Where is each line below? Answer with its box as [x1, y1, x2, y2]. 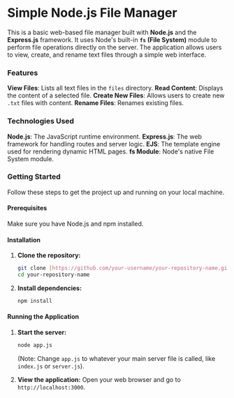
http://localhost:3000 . [17, 383, 86, 391]
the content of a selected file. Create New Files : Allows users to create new [7, 91, 225, 99]
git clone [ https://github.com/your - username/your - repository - [17, 265, 206, 272]
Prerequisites [7, 204, 47, 212]
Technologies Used [7, 116, 75, 126]
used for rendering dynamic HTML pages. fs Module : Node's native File [7, 147, 214, 156]
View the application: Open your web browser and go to [17, 375, 182, 383]
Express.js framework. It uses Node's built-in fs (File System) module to [7, 35, 218, 43]
